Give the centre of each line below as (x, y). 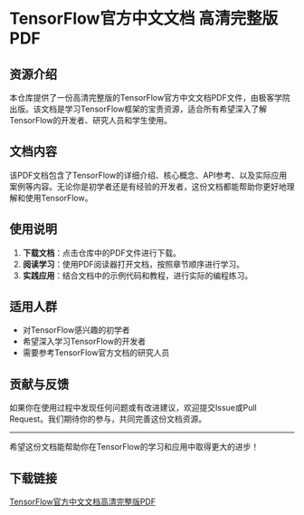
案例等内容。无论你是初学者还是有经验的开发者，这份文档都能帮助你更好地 (148, 186)
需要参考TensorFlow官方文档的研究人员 (96, 353)
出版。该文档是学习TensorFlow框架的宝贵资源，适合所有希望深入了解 (138, 109)
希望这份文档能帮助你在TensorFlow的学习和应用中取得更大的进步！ (134, 447)
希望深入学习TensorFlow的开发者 (84, 342)
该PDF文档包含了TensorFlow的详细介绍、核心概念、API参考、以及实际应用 (148, 175)
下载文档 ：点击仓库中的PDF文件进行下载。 (102, 253)
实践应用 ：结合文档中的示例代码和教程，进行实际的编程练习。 (138, 275)
